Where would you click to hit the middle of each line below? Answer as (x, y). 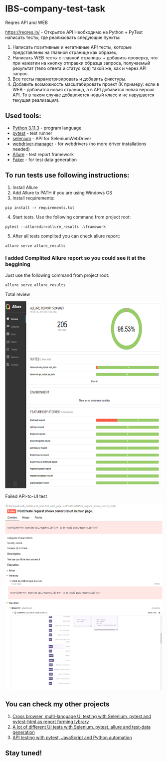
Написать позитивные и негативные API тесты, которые (72, 47)
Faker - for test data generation (45, 160)
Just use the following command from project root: (57, 275)
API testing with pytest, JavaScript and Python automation (72, 737)
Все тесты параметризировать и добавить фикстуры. (69, 79)
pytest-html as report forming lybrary (51, 722)
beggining (18, 264)
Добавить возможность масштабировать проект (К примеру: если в (86, 84)
